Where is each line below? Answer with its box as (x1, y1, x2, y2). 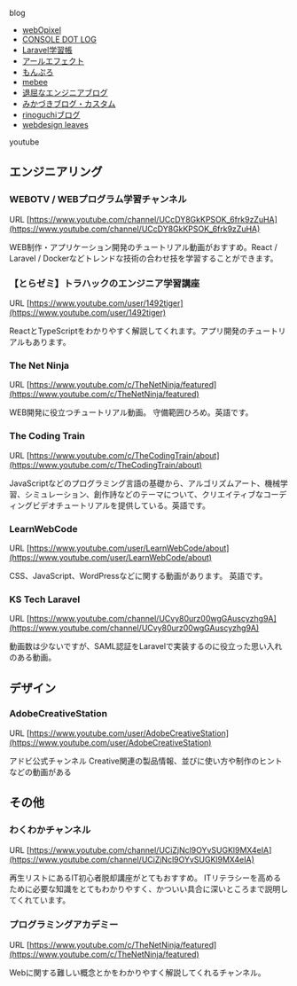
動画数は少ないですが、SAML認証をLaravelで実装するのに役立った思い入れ (9, 641, 283, 652)
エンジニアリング (9, 164, 103, 180)
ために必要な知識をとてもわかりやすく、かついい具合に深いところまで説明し (9, 883, 288, 894)
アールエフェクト (21, 56, 84, 66)
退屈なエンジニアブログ (21, 88, 108, 98)
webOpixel (21, 25, 62, 35)
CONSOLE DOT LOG (21, 35, 98, 44)
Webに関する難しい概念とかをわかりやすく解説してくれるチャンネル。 (9, 966, 266, 978)
